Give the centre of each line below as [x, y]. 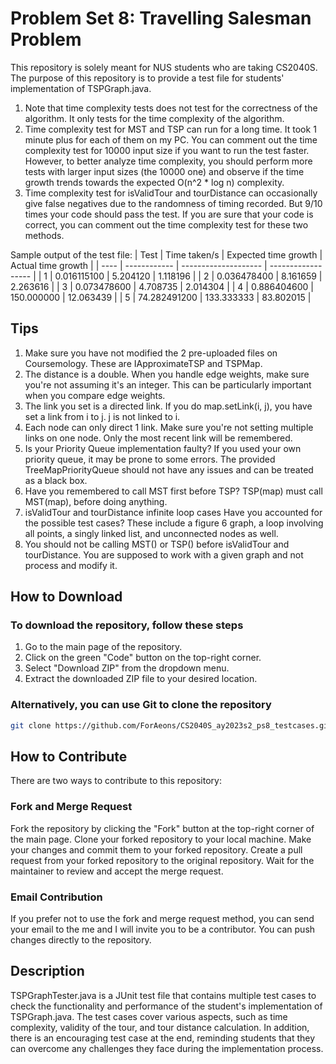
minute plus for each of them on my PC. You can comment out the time [171, 139]
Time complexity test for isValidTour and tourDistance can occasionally [171, 193]
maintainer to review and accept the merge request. [117, 871]
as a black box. [56, 480]
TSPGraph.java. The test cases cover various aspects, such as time [149, 1016]
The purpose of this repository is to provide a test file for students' [147, 78]
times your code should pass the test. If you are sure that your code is [169, 214]
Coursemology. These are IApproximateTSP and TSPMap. [143, 363]
